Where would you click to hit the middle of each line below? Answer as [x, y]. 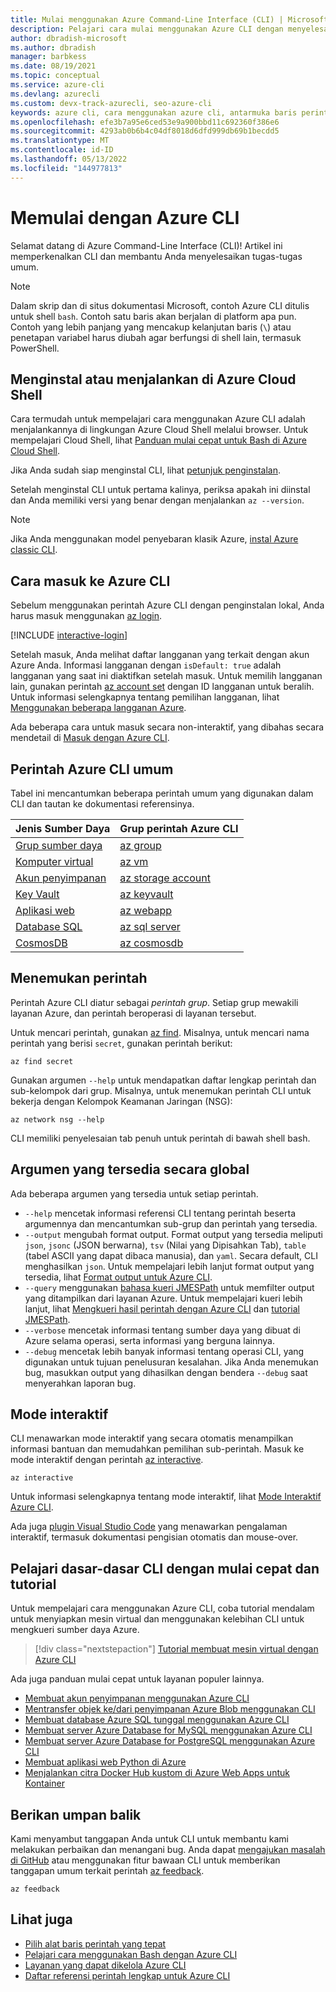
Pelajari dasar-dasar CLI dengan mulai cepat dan [165, 1568]
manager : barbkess [48, 57]
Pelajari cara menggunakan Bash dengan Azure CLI [131, 1954]
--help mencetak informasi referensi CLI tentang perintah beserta [160, 1213]
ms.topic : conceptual [55, 76]
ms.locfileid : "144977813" [66, 168]
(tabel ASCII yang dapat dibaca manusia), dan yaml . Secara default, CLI [171, 1255]
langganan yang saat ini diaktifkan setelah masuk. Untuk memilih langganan [166, 676]
